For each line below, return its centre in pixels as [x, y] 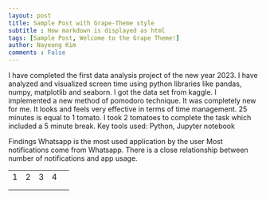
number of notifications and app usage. [73, 158]
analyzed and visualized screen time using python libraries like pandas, [125, 84]
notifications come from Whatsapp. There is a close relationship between [128, 150]
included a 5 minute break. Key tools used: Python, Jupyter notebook [121, 126]
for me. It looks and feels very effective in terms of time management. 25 [128, 109]
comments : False [37, 53]
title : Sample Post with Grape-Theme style [82, 23]
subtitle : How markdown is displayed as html [87, 30]
